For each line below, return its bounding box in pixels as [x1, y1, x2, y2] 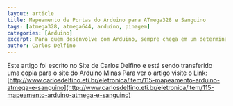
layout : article [7, 10, 54, 17]
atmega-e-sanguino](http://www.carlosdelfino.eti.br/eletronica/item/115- [7, 84, 214, 91]
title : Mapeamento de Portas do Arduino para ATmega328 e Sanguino [7, 17, 207, 24]
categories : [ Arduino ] [7, 29, 73, 37]
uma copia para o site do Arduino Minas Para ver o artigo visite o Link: [7, 69, 208, 77]
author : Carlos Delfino [7, 42, 76, 49]
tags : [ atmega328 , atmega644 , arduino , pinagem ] [7, 23, 150, 30]
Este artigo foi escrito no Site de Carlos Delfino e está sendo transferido [7, 62, 213, 69]
